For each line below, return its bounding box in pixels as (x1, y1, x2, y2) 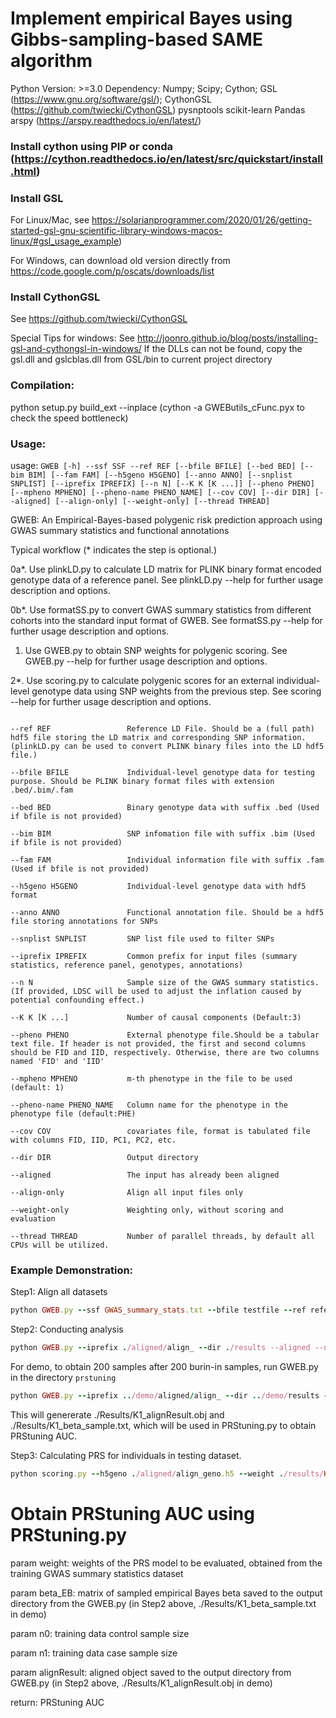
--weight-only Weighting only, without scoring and (10, 1205, 284, 1216)
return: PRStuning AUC (10, 1696, 105, 1708)
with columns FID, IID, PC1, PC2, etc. (10, 1135, 177, 1146)
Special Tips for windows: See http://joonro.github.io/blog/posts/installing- (10, 332, 318, 344)
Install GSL (10, 191, 64, 205)
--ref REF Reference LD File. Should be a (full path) (10, 724, 315, 734)
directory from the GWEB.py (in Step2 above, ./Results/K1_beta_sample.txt (10, 1597, 317, 1609)
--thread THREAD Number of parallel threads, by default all (10, 1232, 315, 1242)
